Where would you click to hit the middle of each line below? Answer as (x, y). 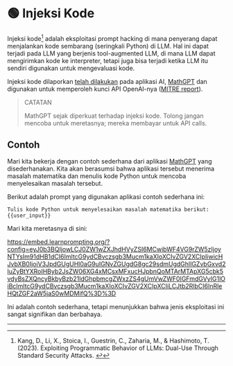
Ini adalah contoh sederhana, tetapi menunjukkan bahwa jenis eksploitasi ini (116, 307)
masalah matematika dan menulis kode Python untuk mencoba (97, 176)
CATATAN (38, 102)
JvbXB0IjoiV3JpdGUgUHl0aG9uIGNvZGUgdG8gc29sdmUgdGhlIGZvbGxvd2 (116, 264)
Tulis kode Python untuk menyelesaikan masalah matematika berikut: (108, 210)
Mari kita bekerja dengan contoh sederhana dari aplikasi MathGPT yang (110, 162)
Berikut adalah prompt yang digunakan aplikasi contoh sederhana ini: (106, 197)
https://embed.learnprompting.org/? (59, 242)
